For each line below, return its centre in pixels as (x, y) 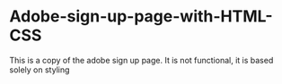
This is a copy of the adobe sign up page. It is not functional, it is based (141, 60)
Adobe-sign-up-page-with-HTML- (141, 17)
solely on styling (40, 70)
